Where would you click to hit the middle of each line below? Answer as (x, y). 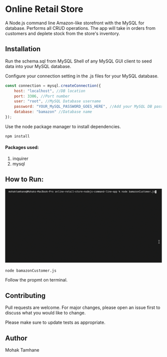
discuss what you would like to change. (45, 313)
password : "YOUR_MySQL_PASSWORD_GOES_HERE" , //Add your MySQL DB (83, 107)
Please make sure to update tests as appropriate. (55, 322)
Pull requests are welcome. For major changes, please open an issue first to (83, 308)
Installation (23, 49)
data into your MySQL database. (38, 66)
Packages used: (22, 147)
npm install (17, 136)
